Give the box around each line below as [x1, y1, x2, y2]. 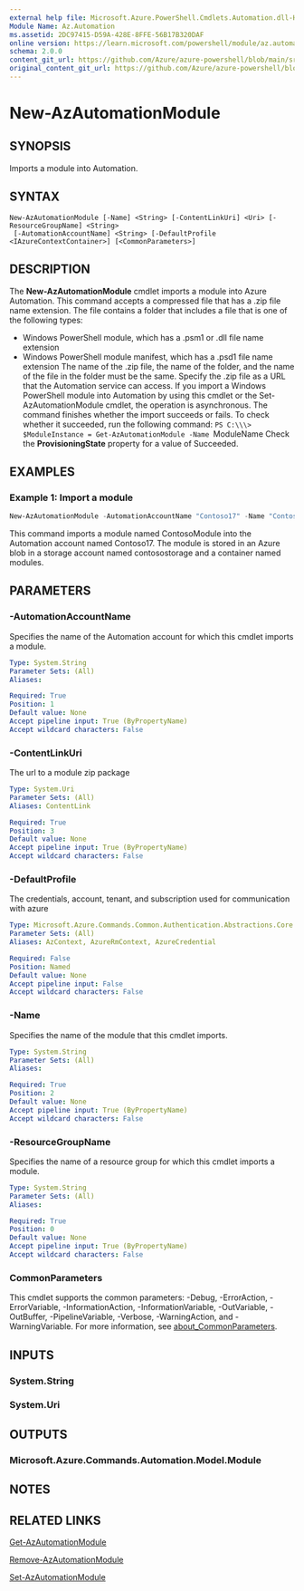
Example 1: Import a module [9, 491, 134, 504]
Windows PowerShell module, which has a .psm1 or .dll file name [22, 332, 264, 342]
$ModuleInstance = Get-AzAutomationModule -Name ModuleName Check [22, 428, 290, 439]
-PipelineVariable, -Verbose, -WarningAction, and [49, 1311, 233, 1323]
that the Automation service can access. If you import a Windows [22, 380, 267, 391]
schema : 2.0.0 [9, 47, 63, 56]
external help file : [9, 13, 88, 23]
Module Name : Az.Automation [9, 22, 116, 31]
